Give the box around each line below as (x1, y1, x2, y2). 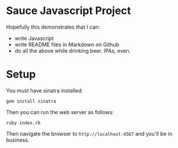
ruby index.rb (6, 120, 41, 126)
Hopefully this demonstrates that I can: (6, 23, 100, 30)
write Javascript (14, 35, 54, 42)
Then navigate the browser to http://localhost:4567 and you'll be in (6, 130, 173, 137)
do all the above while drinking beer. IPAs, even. (14, 47, 131, 54)
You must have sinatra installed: (6, 87, 83, 94)
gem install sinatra (6, 98, 57, 104)
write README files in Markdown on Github (14, 41, 119, 48)
